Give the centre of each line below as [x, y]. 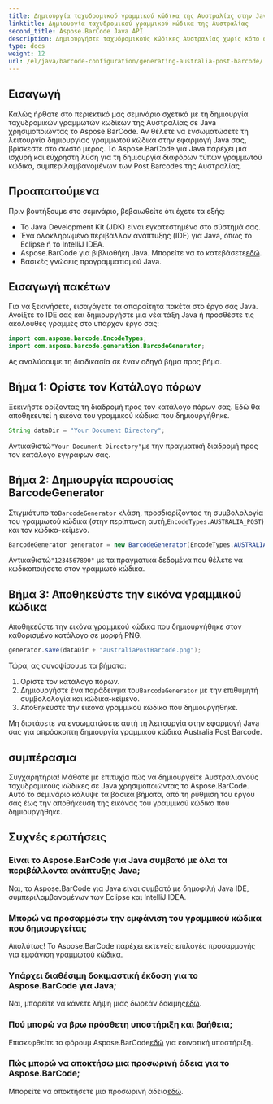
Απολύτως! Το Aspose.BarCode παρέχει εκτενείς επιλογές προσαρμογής [132, 945]
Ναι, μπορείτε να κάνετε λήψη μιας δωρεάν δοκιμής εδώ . [105, 1004]
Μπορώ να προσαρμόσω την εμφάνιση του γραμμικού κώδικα [135, 918]
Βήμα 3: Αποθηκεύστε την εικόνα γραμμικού [125, 594]
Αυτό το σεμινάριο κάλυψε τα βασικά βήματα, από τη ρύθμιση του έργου [132, 794]
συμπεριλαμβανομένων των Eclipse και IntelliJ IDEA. [97, 897]
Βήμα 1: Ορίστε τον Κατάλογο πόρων [105, 387]
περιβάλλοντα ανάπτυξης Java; [74, 871]
